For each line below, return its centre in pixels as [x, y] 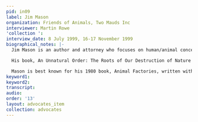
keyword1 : [18, 77]
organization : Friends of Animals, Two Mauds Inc [68, 22]
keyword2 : [18, 82]
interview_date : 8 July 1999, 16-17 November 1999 [70, 39]
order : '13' [21, 99]
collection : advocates [34, 110]
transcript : [21, 88]
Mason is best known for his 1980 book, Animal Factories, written [96, 71]
